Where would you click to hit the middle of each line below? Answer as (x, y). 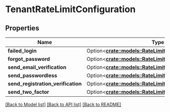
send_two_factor (29, 92)
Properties (22, 28)
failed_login (22, 51)
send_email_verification (37, 67)
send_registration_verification (45, 84)
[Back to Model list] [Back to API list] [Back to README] (63, 104)
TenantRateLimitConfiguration (70, 9)
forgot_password (29, 59)
